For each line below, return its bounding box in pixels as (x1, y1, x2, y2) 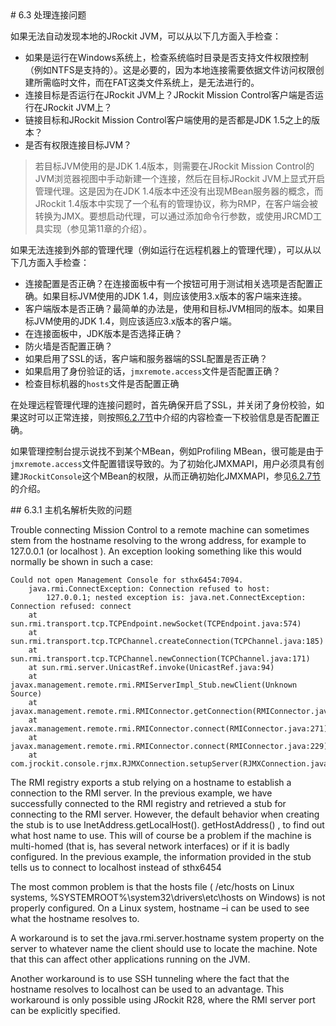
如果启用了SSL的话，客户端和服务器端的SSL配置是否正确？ (24, 353, 268, 364)
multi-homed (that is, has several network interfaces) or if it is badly (10, 840, 290, 852)
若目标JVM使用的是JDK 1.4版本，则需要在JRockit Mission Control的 (34, 160, 315, 172)
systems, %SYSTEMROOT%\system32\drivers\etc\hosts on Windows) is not (10, 892, 326, 903)
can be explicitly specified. (10, 1005, 121, 1016)
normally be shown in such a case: (10, 556, 153, 567)
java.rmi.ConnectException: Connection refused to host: (28, 584, 271, 594)
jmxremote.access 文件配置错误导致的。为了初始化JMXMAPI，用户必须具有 (10, 458, 316, 469)
